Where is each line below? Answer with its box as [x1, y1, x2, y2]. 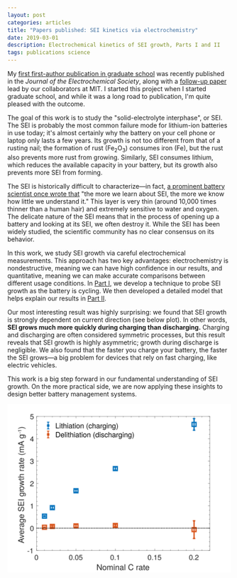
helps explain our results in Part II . [7, 294, 106, 303]
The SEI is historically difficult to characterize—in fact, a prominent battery [7, 182, 226, 190]
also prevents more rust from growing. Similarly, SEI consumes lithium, [7, 153, 214, 162]
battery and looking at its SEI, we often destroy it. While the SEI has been [7, 219, 220, 228]
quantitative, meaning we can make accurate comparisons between [7, 271, 206, 280]
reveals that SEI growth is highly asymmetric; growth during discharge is [7, 338, 219, 347]
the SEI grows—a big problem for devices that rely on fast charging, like [7, 353, 218, 362]
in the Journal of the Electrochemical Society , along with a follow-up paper [7, 77, 227, 85]
